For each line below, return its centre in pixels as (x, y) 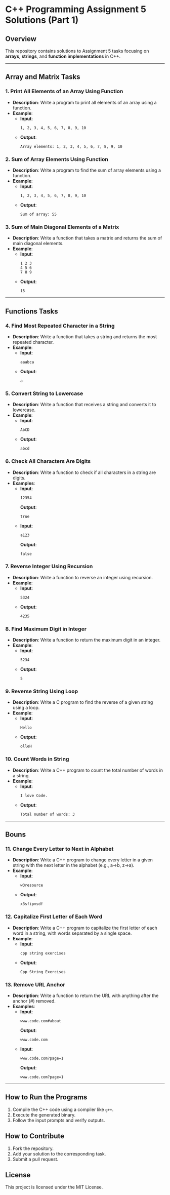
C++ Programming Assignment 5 (76, 9)
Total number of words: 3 (47, 814)
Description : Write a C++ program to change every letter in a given (83, 860)
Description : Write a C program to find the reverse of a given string (83, 702)
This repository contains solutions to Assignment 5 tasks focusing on (77, 51)
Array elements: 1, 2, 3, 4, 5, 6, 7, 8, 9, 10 (71, 146)
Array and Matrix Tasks (43, 77)
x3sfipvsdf (32, 904)
